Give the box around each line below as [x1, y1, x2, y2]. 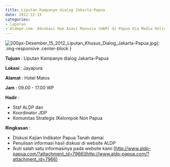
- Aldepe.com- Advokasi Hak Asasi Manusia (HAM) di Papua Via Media [5, 26, 153, 31]
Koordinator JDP [12, 110, 47, 116]
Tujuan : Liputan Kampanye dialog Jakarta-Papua [5, 55, 109, 61]
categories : [5, 17, 30, 22]
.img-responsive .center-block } [5, 46, 72, 52]
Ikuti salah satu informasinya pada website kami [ [12, 145, 115, 152]
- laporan [5, 21, 26, 27]
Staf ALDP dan [12, 104, 44, 110]
